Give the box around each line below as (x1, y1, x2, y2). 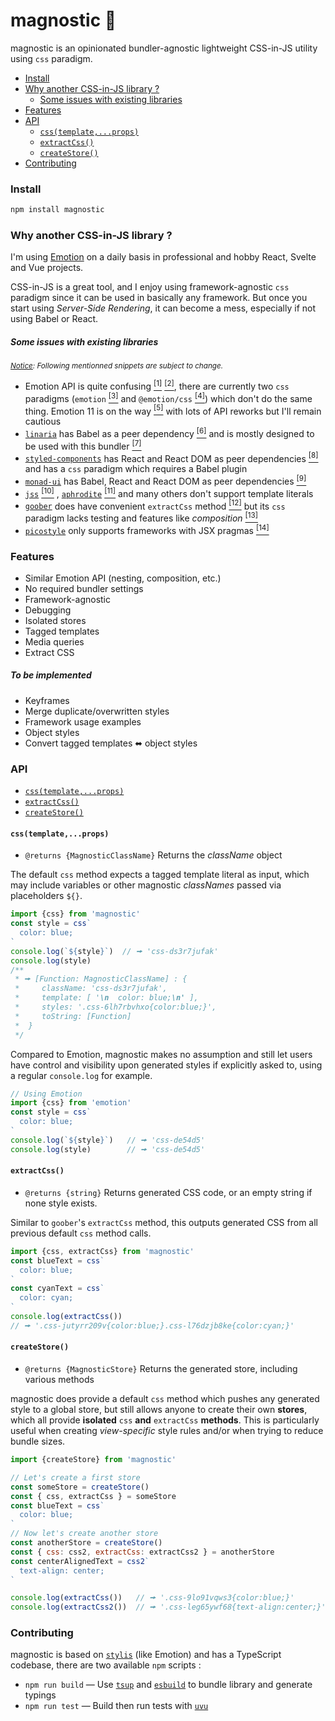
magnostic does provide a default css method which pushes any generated (10, 1393, 320, 1405)
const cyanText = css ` (10, 1284, 105, 1294)
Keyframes (24, 694, 70, 706)
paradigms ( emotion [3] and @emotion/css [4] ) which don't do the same (24, 391, 313, 404)
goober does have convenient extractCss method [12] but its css (24, 498, 286, 512)
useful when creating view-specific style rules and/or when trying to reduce (10, 1425, 324, 1437)
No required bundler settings (24, 582, 144, 594)
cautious (24, 415, 62, 428)
